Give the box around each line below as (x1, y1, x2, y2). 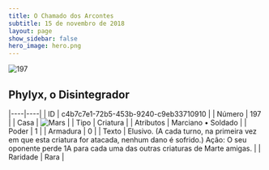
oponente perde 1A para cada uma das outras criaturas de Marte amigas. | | (8, 143, 261, 153)
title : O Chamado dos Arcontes (8, 11, 114, 20)
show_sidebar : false (8, 34, 79, 43)
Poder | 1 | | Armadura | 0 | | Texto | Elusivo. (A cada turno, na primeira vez (8, 126, 257, 136)
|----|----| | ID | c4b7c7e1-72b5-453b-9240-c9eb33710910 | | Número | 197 (8, 108, 262, 118)
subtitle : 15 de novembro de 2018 (8, 19, 126, 28)
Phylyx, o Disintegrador (8, 87, 130, 101)
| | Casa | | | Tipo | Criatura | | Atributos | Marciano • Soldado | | (8, 117, 247, 127)
